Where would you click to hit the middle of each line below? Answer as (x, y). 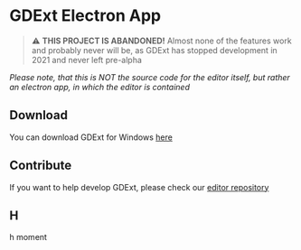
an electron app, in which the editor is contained (100, 87)
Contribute (41, 166)
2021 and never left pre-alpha (87, 60)
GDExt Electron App (85, 16)
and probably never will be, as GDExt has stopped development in (154, 50)
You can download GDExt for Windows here (91, 137)
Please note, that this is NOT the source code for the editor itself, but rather (150, 77)
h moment (28, 237)
